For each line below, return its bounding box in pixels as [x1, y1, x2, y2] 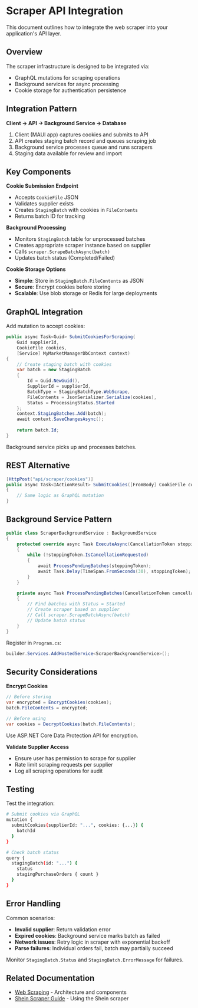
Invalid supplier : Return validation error [14, 925, 111, 933]
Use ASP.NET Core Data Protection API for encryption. [6, 732, 138, 739]
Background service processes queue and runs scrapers [14, 143, 153, 150]
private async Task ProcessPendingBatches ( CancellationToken [16, 590, 170, 596]
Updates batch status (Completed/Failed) [14, 254, 115, 261]
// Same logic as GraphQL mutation [16, 493, 104, 499]
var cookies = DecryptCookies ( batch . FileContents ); [6, 721, 136, 727]
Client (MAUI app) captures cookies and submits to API [14, 131, 148, 138]
